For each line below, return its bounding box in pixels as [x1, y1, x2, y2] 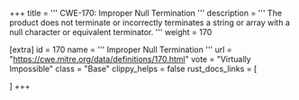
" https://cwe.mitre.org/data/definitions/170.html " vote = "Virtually [9, 54, 251, 64]
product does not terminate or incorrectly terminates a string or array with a [9, 17, 290, 28]
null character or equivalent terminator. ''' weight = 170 [9, 27, 213, 37]
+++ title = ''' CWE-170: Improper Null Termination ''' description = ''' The [9, 8, 282, 18]
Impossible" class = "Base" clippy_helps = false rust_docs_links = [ [9, 63, 258, 74]
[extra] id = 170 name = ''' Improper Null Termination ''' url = [9, 44, 232, 55]
